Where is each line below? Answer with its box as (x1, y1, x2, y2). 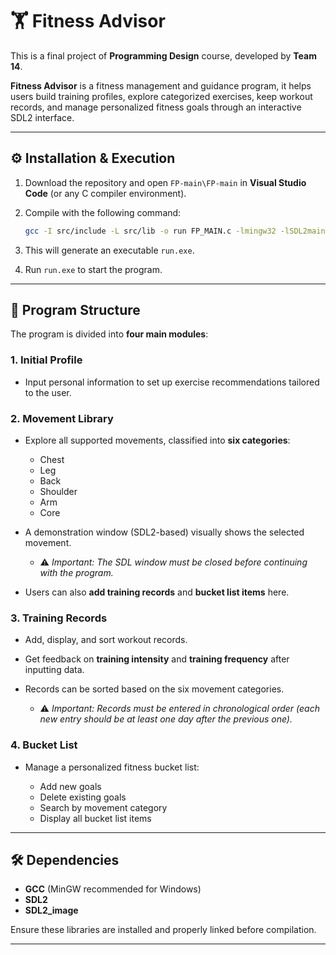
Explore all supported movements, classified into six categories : (24, 434, 291, 447)
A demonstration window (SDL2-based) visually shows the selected (24, 526, 305, 538)
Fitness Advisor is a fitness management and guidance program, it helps (10, 79, 312, 92)
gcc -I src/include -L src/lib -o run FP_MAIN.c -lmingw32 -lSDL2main (24, 226, 326, 236)
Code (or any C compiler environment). (24, 187, 187, 199)
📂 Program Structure (10, 302, 141, 319)
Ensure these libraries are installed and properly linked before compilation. (10, 924, 317, 936)
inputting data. (24, 664, 85, 676)
